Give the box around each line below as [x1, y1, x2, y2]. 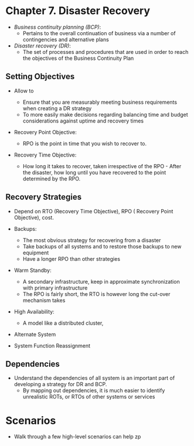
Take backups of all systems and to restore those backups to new [22, 243, 182, 250]
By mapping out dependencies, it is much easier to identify [22, 387, 165, 394]
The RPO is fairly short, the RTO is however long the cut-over [22, 290, 171, 297]
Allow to [13, 87, 34, 94]
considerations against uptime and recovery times [22, 117, 144, 124]
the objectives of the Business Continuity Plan [22, 55, 134, 62]
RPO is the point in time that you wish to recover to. [22, 139, 147, 147]
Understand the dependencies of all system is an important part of [13, 374, 175, 382]
